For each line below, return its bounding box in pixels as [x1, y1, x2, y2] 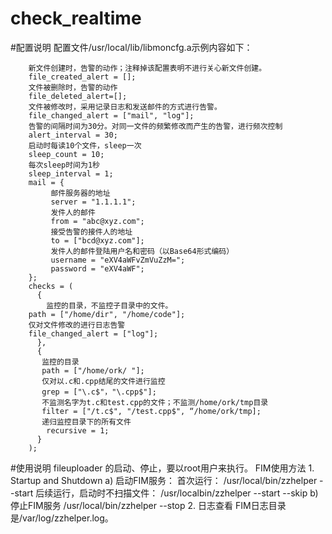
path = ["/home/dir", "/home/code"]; [28, 309, 186, 319]
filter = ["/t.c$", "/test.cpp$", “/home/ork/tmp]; [41, 406, 262, 416]
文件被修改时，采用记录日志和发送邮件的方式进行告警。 [28, 102, 222, 112]
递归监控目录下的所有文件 [41, 417, 132, 427]
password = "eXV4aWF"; [50, 263, 145, 274]
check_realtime [10, 7, 142, 30]
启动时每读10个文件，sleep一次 [28, 140, 142, 151]
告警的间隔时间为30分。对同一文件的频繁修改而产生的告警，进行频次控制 [28, 121, 283, 131]
